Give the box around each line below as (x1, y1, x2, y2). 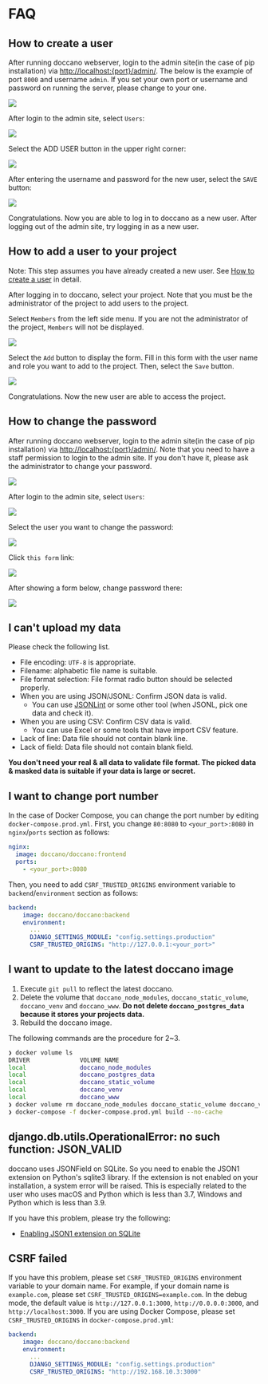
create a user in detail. (8, 274, 82, 284)
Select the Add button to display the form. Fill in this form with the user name (8, 353, 258, 362)
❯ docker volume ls (8, 1048, 73, 1057)
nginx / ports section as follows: (8, 827, 110, 838)
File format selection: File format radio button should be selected (19, 675, 233, 684)
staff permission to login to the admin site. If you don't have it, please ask (8, 452, 249, 463)
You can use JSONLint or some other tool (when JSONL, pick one (31, 700, 248, 710)
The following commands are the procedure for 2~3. (8, 1033, 181, 1043)
